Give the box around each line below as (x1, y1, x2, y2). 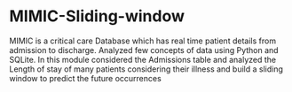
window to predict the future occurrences (9, 73, 162, 83)
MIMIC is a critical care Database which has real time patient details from (9, 35, 277, 46)
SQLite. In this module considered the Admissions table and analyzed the (9, 54, 277, 65)
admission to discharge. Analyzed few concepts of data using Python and (9, 44, 279, 55)
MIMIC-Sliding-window (9, 6, 185, 27)
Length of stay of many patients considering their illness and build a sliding (9, 64, 284, 74)
